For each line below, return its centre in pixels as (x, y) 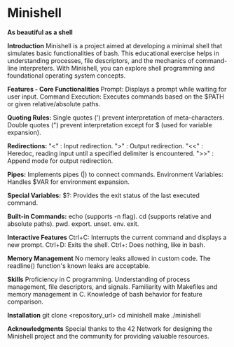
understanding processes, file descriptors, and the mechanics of (101, 60)
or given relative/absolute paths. (54, 104)
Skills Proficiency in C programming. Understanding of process (99, 279)
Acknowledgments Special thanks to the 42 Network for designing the (110, 328)
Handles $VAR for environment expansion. (68, 182)
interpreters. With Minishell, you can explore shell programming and (117, 68)
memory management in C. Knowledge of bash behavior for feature (105, 294)
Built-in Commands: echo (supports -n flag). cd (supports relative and (109, 216)
